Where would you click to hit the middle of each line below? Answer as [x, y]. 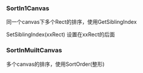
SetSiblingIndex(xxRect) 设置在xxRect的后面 [61, 34]
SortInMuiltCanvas [34, 50]
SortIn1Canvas [28, 8]
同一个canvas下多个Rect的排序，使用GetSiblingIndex [71, 22]
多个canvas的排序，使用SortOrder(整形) [55, 64]
